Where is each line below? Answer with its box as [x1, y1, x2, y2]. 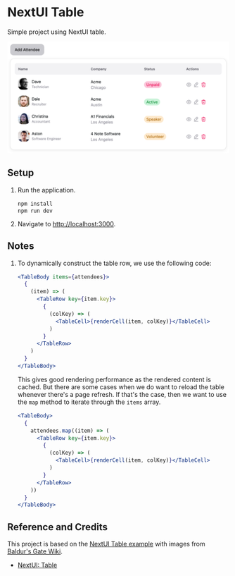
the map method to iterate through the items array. [17, 398, 161, 406]
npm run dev [17, 207, 53, 214]
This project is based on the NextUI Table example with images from [7, 540, 205, 549]
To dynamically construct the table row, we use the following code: [17, 259, 212, 267]
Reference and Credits [7, 521, 108, 533]
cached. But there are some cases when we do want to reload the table [17, 382, 225, 391]
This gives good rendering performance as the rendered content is [17, 375, 211, 384]
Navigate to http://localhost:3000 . [17, 219, 116, 228]
